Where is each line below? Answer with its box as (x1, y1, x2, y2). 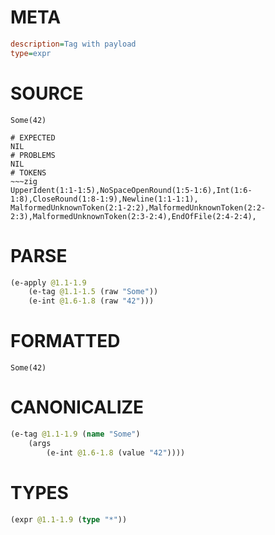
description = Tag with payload (10, 39, 137, 49)
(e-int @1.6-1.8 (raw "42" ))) (28, 296, 155, 306)
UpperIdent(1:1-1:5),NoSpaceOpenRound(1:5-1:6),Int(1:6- (10, 185, 253, 195)
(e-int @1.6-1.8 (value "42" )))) (46, 447, 186, 458)
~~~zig (10, 176, 38, 186)
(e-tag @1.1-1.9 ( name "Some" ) (10, 429, 141, 440)
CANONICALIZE (10, 396, 145, 419)
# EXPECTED (10, 132, 56, 143)
